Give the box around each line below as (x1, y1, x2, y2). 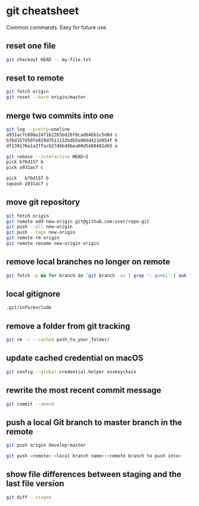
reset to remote (6, 73, 64, 84)
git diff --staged (6, 494, 52, 500)
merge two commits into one (6, 111, 114, 121)
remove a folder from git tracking (6, 321, 130, 331)
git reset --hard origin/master (6, 94, 86, 100)
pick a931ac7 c (6, 165, 44, 171)
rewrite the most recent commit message (6, 385, 162, 395)
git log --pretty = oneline (6, 126, 70, 132)
